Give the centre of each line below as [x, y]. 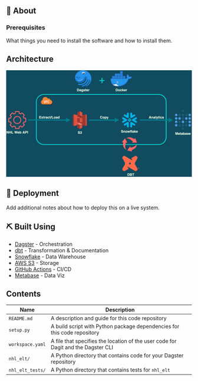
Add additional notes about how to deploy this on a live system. [83, 208]
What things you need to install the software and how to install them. [89, 40]
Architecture [30, 59]
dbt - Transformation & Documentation [62, 250]
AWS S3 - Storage [37, 262]
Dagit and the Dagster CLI [82, 347]
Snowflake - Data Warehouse [50, 257]
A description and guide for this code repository [109, 318]
